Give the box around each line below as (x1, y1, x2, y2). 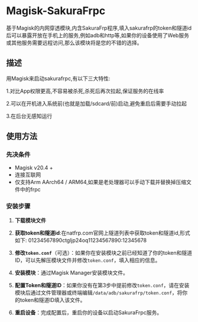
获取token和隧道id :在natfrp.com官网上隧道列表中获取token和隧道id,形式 (14, 229, 190, 236)
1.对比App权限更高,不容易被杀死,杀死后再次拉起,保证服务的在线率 (6, 87, 164, 94)
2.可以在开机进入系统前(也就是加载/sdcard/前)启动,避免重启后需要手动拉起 (6, 100, 187, 107)
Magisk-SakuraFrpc (6, 4, 106, 18)
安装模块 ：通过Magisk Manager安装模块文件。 (14, 269, 128, 276)
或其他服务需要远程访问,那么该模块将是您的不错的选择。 (6, 39, 143, 46)
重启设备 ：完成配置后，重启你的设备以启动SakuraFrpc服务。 (14, 308, 163, 316)
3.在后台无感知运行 (6, 112, 53, 119)
